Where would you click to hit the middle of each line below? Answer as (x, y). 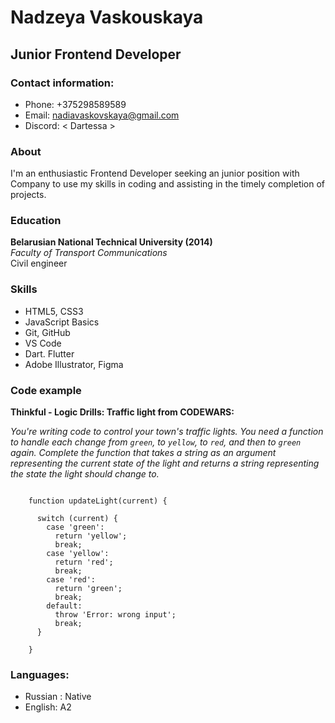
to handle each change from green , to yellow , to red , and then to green (156, 442)
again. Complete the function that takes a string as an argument (143, 453)
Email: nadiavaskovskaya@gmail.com (102, 115)
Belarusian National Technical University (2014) (111, 242)
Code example (46, 390)
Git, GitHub (47, 332)
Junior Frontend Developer (96, 54)
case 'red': (71, 580)
